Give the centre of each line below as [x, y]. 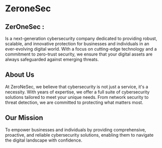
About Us [20, 75]
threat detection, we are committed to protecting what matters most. [74, 102]
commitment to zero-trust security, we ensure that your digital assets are [79, 54]
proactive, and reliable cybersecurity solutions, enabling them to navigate [79, 135]
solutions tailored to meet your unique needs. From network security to [77, 97]
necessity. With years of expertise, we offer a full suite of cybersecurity [77, 92]
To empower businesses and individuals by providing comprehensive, [76, 130]
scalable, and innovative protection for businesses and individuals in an [77, 44]
